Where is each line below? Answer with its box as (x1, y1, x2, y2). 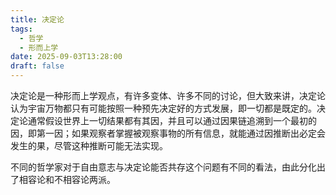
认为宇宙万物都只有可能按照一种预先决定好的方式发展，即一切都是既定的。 (10, 102, 317, 114)
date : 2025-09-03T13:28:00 (10, 52, 123, 62)
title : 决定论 (10, 14, 65, 25)
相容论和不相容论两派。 (18, 174, 116, 185)
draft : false (10, 61, 65, 71)
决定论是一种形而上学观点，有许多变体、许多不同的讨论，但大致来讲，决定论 (10, 90, 326, 101)
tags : (10, 24, 33, 34)
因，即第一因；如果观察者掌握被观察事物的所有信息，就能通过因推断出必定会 (10, 127, 326, 139)
